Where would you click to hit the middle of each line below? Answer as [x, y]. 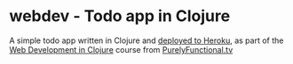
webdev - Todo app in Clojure [120, 16]
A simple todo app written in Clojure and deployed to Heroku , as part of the [146, 40]
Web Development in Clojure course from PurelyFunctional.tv [121, 49]
